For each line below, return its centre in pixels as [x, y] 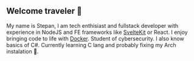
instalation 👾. [23, 51]
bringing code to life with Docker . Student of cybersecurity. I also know [95, 38]
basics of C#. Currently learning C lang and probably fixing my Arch [91, 45]
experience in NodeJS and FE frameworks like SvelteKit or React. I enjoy [97, 32]
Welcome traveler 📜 [44, 11]
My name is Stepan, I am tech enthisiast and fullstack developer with [92, 25]
